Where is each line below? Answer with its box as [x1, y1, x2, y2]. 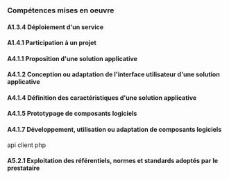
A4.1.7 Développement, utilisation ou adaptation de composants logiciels [7, 126, 222, 134]
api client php [7, 141, 46, 149]
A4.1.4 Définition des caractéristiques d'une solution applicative [7, 93, 197, 102]
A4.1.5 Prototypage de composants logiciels [7, 110, 137, 118]
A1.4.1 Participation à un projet [7, 39, 97, 47]
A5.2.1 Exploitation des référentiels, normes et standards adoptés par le [7, 157, 219, 165]
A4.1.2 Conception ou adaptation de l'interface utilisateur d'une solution [7, 70, 220, 78]
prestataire [7, 164, 40, 172]
